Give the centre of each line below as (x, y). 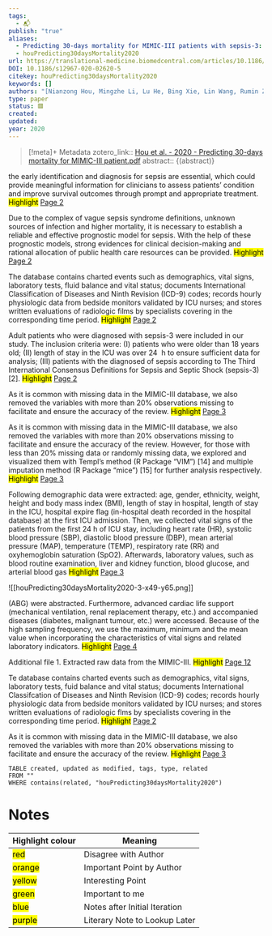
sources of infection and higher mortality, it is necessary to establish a (125, 226)
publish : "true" (36, 31)
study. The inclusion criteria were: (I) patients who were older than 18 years (134, 344)
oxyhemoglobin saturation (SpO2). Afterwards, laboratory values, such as (131, 554)
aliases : (23, 38)
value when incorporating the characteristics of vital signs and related (125, 638)
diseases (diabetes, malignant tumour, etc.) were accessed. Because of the (134, 620)
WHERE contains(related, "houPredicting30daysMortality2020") (115, 783)
